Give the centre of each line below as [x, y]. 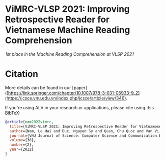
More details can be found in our [38, 88]
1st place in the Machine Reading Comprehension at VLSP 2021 [69, 54]
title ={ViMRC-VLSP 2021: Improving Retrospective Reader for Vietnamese [85, 127]
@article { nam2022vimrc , [29, 122]
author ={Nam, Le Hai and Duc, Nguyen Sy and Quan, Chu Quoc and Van [81, 131]
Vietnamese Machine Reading [68, 30]
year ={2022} [22, 149]
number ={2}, [22, 145]
